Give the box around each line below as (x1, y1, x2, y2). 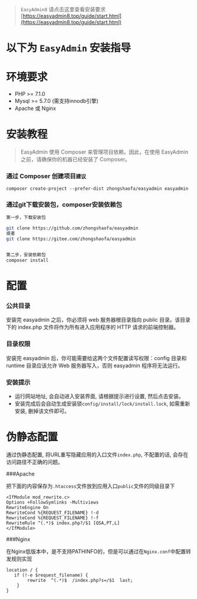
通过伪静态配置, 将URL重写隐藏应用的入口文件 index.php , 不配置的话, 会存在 (6, 451, 189, 458)
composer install (6, 257, 49, 264)
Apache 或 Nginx (14, 105, 56, 112)
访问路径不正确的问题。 (6, 458, 63, 465)
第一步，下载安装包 (6, 214, 46, 221)
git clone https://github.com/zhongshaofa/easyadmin (6, 225, 139, 231)
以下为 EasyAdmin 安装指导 (6, 41, 132, 55)
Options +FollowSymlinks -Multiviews (6, 499, 99, 505)
